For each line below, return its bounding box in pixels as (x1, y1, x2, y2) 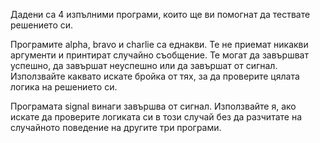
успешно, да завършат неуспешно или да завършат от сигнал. (10, 60, 278, 71)
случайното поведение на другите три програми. (10, 122, 222, 133)
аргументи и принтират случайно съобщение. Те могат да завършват (10, 49, 309, 61)
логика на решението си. (10, 81, 118, 93)
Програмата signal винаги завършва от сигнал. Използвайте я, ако (10, 100, 297, 112)
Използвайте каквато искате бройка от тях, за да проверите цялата (10, 70, 300, 82)
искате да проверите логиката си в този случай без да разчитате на (10, 111, 303, 123)
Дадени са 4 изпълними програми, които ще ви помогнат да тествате (10, 9, 311, 20)
